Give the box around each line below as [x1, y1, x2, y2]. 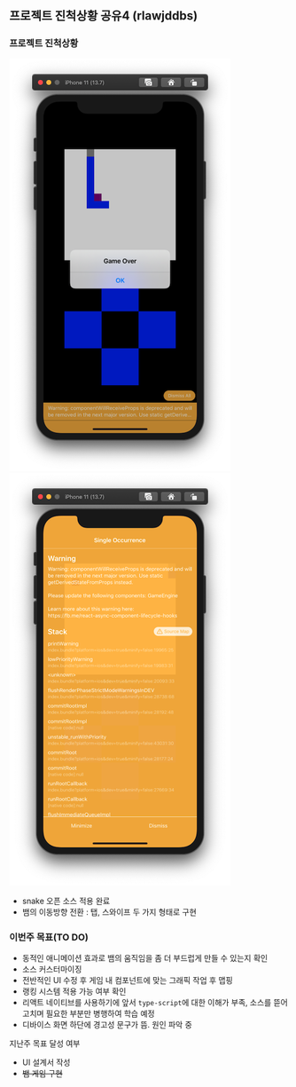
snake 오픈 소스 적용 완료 [21, 895, 111, 906]
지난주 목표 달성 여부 [9, 1037, 81, 1049]
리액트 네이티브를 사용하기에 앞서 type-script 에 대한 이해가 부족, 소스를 [21, 996, 272, 1007]
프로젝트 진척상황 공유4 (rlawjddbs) [9, 8, 198, 24]
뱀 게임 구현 [21, 1067, 64, 1078]
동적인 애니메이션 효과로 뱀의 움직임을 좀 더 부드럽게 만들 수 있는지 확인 [21, 952, 269, 963]
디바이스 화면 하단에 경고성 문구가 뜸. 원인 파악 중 [21, 1019, 192, 1029]
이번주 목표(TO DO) [9, 931, 89, 943]
